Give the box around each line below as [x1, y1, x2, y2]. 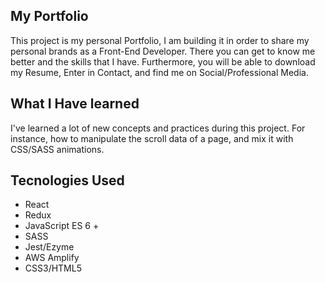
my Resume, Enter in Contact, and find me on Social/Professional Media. [10, 66, 309, 78]
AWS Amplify [24, 252, 80, 264]
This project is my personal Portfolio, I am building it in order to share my [10, 34, 310, 46]
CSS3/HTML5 [24, 262, 82, 274]
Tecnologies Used [10, 172, 125, 189]
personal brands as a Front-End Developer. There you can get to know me [10, 45, 316, 57]
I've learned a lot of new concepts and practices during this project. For [10, 122, 306, 134]
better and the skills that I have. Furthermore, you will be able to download [10, 55, 316, 68]
